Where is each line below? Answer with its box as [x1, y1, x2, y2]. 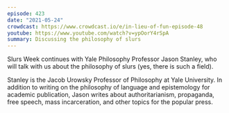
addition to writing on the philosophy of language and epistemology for [7, 83, 210, 92]
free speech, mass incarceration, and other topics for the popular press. [7, 98, 214, 106]
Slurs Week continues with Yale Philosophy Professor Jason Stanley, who [7, 55, 217, 63]
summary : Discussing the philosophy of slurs [7, 36, 141, 43]
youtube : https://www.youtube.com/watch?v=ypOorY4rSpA [7, 29, 169, 37]
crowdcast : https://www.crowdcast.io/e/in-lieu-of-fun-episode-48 [7, 23, 203, 30]
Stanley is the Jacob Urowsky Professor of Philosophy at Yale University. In [7, 76, 223, 84]
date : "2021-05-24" [7, 17, 64, 24]
